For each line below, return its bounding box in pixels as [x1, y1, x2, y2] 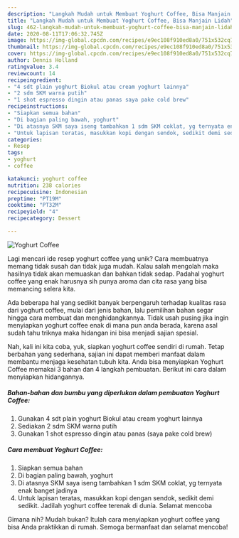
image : [7, 37, 27, 44]
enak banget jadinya [17, 486, 78, 495]
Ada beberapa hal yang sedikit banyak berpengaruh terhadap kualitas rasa [7, 298, 226, 306]
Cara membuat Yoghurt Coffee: [7, 446, 103, 454]
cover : [7, 50, 27, 58]
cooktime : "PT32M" [7, 202, 62, 209]
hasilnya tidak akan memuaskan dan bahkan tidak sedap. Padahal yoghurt [7, 269, 225, 278]
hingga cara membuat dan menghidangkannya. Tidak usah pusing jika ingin [7, 313, 229, 322]
